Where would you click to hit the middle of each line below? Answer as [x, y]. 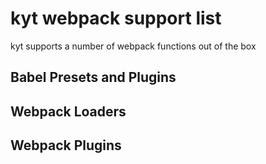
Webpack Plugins [66, 145]
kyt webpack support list [116, 18]
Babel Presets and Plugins [93, 77]
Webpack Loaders [68, 111]
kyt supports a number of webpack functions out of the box [133, 46]
